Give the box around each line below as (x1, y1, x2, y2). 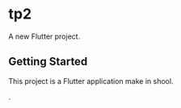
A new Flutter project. (8, 31, 81, 41)
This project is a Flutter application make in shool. (8, 76, 174, 85)
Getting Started (8, 55, 88, 69)
